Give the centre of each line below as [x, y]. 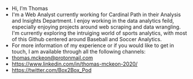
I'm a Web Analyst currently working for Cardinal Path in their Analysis [96, 15]
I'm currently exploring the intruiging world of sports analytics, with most [99, 33]
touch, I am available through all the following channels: [79, 51]
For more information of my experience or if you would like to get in [93, 45]
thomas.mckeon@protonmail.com [52, 58]
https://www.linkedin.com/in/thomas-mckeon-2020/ [75, 64]
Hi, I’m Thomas [30, 8]
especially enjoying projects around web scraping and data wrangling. [96, 27]
